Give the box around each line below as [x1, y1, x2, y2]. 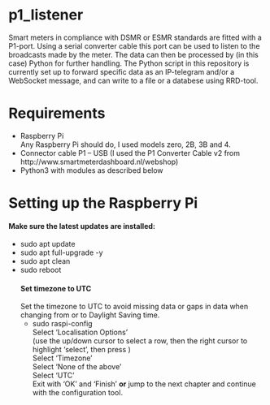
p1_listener [8, 6, 84, 24]
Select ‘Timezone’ [32, 353, 93, 363]
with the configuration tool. [32, 388, 124, 398]
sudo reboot [20, 265, 62, 275]
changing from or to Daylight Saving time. [20, 310, 160, 320]
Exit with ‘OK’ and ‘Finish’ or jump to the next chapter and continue [32, 379, 256, 389]
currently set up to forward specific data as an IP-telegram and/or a [8, 67, 235, 76]
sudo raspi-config [32, 319, 93, 329]
